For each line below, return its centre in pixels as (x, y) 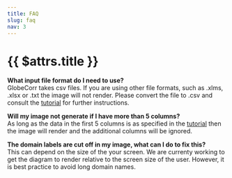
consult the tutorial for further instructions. (68, 103)
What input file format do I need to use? (65, 80)
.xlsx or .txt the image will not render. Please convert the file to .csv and (110, 96)
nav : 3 (17, 27)
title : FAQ (23, 14)
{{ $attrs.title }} (53, 61)
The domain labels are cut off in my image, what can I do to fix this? (107, 144)
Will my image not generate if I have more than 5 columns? (94, 117)
